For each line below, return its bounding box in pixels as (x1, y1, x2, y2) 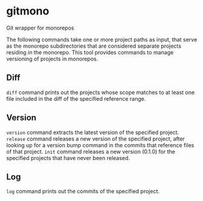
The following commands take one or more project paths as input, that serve (6, 36, 198, 43)
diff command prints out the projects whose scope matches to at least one (6, 89, 195, 96)
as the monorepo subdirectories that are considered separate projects (6, 42, 182, 49)
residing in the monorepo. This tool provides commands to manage (6, 48, 174, 56)
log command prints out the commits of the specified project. (6, 188, 160, 195)
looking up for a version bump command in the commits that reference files (6, 141, 195, 148)
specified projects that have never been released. (6, 154, 130, 161)
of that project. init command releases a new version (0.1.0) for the (6, 148, 176, 155)
